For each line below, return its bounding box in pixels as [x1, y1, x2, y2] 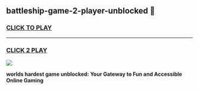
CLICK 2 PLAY [6, 46, 47, 54]
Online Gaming [6, 76, 44, 83]
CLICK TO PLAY [6, 24, 52, 32]
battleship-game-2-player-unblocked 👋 [6, 6, 155, 16]
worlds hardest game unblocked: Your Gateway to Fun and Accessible [6, 70, 182, 78]
